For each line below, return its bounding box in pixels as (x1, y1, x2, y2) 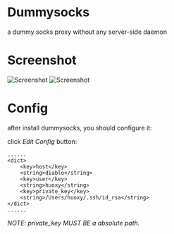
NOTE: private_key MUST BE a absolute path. (7, 218, 140, 227)
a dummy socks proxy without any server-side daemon (7, 27, 168, 36)
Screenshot (7, 52, 77, 68)
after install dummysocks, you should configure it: (7, 123, 153, 132)
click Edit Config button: (7, 137, 77, 145)
